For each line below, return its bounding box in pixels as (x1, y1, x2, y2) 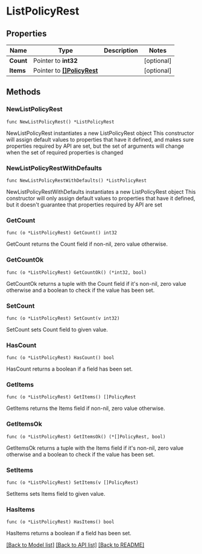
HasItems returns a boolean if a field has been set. (6, 530, 131, 537)
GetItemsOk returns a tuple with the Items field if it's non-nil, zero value (6, 444, 184, 452)
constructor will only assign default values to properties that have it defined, (6, 194, 195, 202)
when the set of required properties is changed (6, 148, 124, 156)
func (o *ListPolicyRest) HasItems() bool (6, 519, 115, 525)
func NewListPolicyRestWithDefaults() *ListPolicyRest (6, 177, 147, 183)
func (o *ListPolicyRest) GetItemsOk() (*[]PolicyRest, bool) (6, 434, 166, 440)
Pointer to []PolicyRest (33, 67, 98, 74)
